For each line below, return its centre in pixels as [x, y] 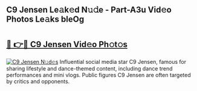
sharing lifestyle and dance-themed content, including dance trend [90, 68]
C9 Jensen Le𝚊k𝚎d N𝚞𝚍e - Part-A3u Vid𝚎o [89, 10]
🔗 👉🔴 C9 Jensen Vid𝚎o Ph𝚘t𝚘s [67, 44]
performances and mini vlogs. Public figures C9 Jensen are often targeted [99, 75]
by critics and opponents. [38, 81]
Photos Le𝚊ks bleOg [45, 20]
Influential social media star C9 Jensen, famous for [123, 62]
